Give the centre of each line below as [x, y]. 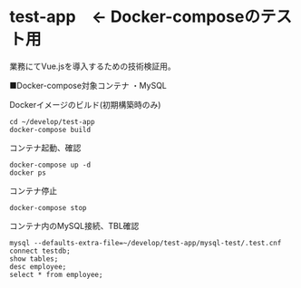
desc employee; [38, 266]
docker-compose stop [49, 207]
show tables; [34, 259]
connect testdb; [40, 251]
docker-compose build [50, 130]
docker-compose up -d [50, 165]
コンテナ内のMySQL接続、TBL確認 [74, 226]
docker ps [28, 173]
